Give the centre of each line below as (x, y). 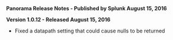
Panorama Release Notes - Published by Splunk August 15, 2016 (86, 8)
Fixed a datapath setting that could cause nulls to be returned (90, 31)
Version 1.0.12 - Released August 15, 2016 (58, 19)
